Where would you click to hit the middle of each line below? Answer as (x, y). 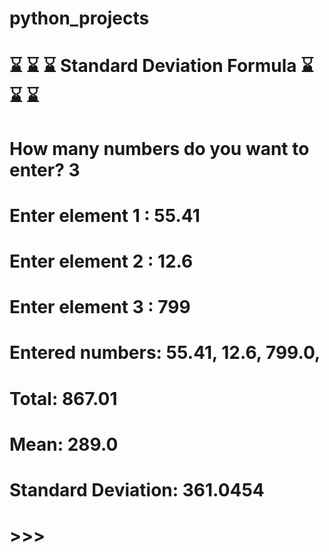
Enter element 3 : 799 (100, 307)
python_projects (79, 18)
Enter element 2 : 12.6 (101, 261)
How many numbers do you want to (159, 148)
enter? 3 (45, 169)
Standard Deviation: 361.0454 (137, 489)
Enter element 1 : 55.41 (105, 215)
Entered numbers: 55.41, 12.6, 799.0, (165, 353)
